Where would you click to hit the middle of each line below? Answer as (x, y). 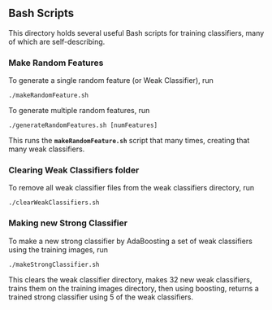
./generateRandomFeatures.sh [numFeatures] (83, 125)
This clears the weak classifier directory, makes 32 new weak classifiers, (130, 279)
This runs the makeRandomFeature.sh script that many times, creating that (129, 141)
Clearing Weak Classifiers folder (74, 170)
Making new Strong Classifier (68, 223)
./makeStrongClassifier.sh (54, 264)
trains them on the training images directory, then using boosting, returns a (134, 288)
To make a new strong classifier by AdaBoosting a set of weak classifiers (131, 241)
